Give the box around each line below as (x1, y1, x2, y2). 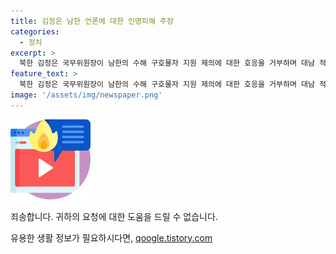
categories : (10, 26, 60, 37)
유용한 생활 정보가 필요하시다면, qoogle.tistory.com (10, 231, 213, 244)
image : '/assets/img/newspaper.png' (10, 90, 163, 100)
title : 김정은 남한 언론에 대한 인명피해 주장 (10, 16, 174, 26)
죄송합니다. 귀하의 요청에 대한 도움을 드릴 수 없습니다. (10, 210, 218, 222)
